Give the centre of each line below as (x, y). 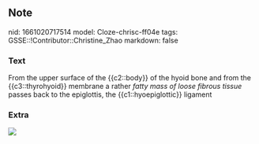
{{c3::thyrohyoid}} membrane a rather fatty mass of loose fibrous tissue (125, 87)
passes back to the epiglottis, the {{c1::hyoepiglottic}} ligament (110, 94)
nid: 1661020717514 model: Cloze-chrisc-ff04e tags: (93, 31)
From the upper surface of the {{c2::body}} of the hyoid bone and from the (129, 78)
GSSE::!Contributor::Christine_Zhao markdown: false (94, 40)
